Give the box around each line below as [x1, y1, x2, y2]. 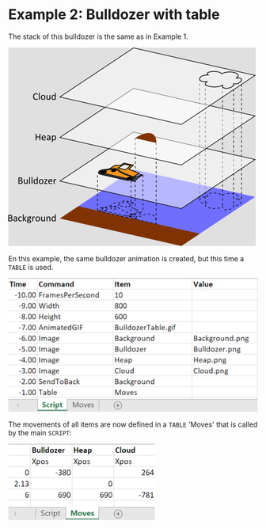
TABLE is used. [8, 262, 54, 272]
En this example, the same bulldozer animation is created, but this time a [8, 253, 245, 263]
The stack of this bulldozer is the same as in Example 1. [8, 32, 188, 41]
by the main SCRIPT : [8, 428, 72, 438]
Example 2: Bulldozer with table [8, 6, 220, 24]
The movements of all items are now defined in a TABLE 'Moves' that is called [8, 420, 258, 429]
